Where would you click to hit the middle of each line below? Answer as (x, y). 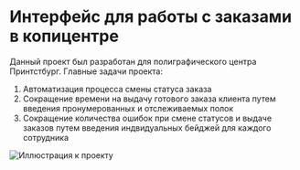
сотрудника (46, 137)
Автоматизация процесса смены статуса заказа (117, 89)
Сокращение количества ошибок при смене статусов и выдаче (147, 118)
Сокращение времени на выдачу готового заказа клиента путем (149, 99)
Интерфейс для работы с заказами (151, 17)
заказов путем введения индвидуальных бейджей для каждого (147, 127)
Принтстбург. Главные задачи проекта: (86, 71)
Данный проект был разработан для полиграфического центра (133, 61)
